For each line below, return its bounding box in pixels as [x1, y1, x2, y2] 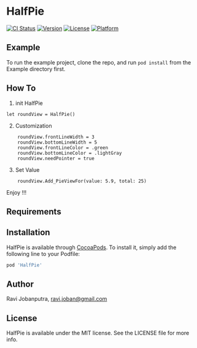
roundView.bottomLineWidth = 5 [17, 139, 98, 145]
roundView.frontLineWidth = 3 [17, 134, 95, 140]
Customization [15, 122, 52, 130]
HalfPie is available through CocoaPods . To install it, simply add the [6, 244, 177, 251]
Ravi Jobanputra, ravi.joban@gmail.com [6, 295, 107, 303]
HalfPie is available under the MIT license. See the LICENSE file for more [6, 330, 190, 337]
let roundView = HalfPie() [6, 111, 75, 117]
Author [6, 279, 34, 290]
